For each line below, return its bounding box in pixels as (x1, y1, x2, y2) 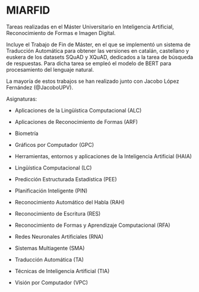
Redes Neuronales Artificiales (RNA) (14, 233, 104, 240)
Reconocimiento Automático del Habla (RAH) (14, 198, 125, 206)
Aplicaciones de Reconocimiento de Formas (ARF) (14, 118, 138, 125)
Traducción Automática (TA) (14, 256, 84, 263)
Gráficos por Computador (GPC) (14, 141, 94, 148)
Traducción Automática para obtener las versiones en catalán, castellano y (6, 47, 189, 54)
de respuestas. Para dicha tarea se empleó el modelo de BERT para (6, 60, 172, 67)
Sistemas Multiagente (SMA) (14, 244, 85, 252)
